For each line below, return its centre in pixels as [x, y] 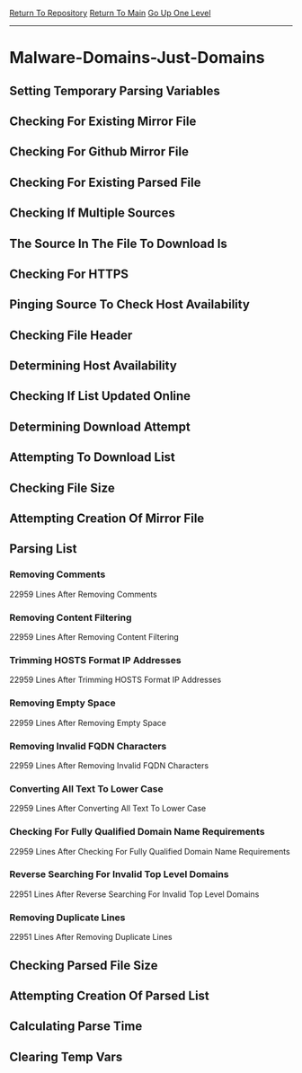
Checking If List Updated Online [100, 396]
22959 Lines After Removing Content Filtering [94, 637]
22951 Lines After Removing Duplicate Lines [91, 937]
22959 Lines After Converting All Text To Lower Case [108, 809]
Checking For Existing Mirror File [103, 121]
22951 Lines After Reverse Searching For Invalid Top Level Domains [134, 894]
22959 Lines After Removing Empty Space [88, 723]
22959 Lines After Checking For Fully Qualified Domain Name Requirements [150, 851]
